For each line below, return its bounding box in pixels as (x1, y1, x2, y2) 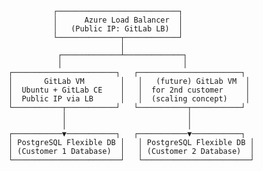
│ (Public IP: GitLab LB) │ (52, 24, 184, 34)
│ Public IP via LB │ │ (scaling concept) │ (7, 94, 251, 104)
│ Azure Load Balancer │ (52, 15, 184, 25)
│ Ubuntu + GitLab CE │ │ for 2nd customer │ (7, 85, 251, 95)
